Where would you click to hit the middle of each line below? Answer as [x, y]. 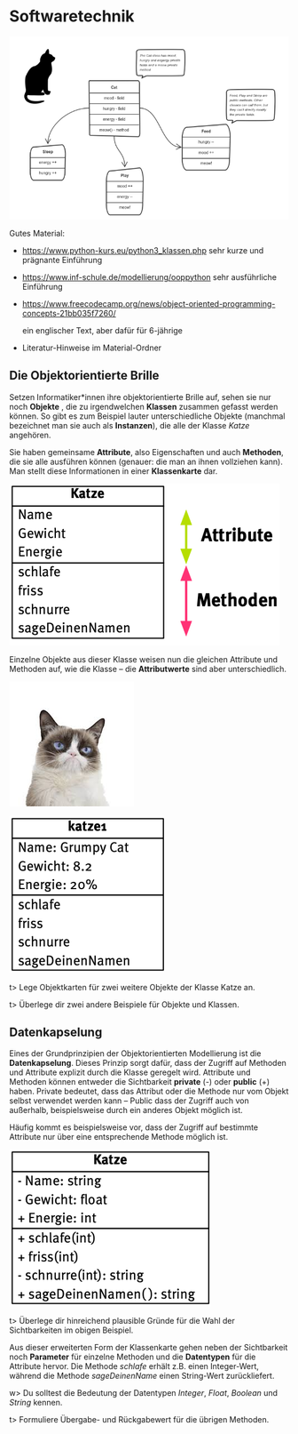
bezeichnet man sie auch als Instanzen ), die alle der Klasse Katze [129, 425]
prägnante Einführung [62, 260]
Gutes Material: [37, 233]
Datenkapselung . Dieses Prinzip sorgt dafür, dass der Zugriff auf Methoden [148, 1063]
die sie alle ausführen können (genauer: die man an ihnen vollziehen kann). [146, 461]
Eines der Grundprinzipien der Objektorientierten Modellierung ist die [135, 1053]
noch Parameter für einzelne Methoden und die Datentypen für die [133, 1357]
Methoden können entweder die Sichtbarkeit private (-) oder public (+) [140, 1082]
